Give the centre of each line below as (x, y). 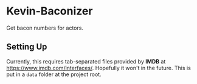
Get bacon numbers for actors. (45, 28)
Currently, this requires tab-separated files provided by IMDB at (86, 61)
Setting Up (27, 47)
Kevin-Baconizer (50, 11)
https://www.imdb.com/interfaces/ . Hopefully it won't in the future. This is (99, 68)
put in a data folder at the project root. (54, 74)
